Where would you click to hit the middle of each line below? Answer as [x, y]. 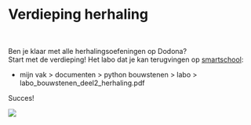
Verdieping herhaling [78, 14]
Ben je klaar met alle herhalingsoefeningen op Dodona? [97, 51]
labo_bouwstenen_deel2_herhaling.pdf [82, 83]
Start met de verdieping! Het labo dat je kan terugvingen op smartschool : [126, 59]
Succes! [21, 98]
